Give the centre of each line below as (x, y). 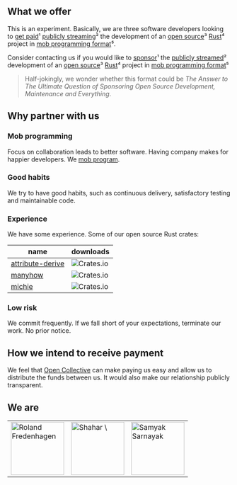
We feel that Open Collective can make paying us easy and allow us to (110, 370)
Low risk (22, 308)
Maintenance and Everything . (68, 93)
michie (22, 287)
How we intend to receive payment (86, 353)
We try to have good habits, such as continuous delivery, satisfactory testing (119, 193)
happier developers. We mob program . (64, 159)
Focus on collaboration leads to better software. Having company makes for (118, 152)
